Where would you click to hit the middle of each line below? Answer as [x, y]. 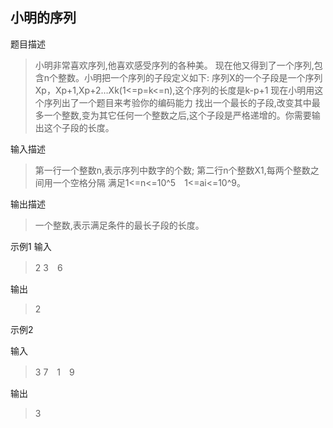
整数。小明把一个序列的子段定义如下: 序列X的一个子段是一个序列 [190, 77]
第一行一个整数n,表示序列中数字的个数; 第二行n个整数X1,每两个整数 [172, 170]
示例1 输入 [31, 246]
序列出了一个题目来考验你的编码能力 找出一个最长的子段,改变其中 [177, 102]
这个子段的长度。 [79, 127]
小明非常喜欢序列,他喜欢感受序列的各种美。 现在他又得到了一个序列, [174, 65]
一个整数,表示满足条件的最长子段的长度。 [119, 225]
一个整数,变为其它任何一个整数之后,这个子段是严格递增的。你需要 [177, 115]
